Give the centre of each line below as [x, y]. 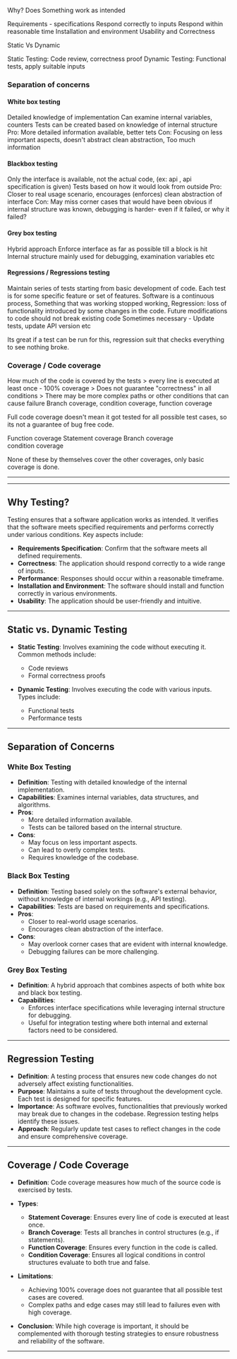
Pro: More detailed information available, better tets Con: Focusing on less [115, 132]
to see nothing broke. [38, 347]
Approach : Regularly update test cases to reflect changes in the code [119, 1128]
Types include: [39, 697]
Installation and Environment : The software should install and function [121, 586]
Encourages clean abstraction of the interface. [96, 929]
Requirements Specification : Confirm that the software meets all [112, 548]
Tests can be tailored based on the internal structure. [105, 828]
